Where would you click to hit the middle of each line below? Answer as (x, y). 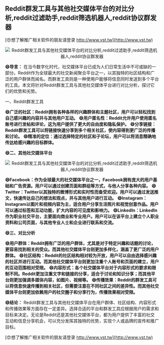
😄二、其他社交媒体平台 (29, 152)
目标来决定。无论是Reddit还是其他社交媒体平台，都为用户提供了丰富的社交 (80, 315)
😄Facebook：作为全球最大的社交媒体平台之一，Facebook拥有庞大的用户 (79, 179)
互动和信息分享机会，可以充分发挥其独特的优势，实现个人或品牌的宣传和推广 (82, 321)
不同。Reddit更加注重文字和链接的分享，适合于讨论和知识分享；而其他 (80, 274)
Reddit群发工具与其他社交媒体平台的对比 (66, 9)
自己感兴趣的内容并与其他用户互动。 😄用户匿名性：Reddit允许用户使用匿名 (81, 118)
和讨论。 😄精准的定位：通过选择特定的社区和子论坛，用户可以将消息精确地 (81, 136)
